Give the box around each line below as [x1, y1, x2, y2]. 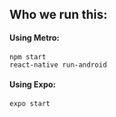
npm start [9, 52, 47, 61]
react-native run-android [9, 60, 107, 69]
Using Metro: [9, 31, 60, 43]
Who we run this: [9, 7, 108, 22]
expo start [9, 99, 51, 108]
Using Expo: [9, 79, 56, 90]
